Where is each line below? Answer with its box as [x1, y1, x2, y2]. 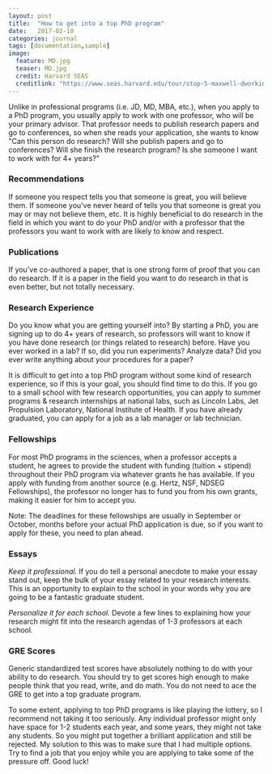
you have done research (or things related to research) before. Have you [8, 337, 250, 348]
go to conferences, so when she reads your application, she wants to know [8, 127, 259, 137]
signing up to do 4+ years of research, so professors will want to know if [8, 329, 251, 339]
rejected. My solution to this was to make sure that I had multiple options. [8, 739, 253, 749]
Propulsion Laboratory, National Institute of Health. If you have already [8, 405, 243, 415]
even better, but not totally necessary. [8, 282, 135, 292]
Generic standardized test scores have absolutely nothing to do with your [8, 664, 253, 674]
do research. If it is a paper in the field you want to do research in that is [8, 273, 249, 283]
